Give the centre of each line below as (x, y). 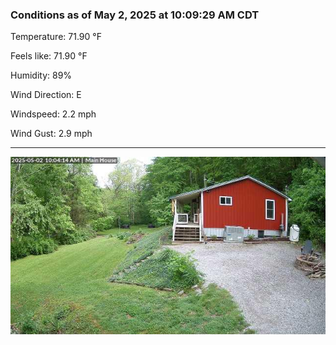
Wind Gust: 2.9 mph (51, 134)
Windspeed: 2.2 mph (53, 114)
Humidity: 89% (41, 75)
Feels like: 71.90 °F (49, 56)
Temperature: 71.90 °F (56, 37)
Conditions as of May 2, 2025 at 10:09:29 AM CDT (135, 15)
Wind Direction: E (46, 95)
